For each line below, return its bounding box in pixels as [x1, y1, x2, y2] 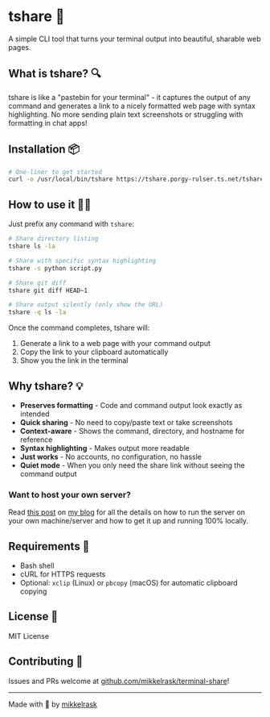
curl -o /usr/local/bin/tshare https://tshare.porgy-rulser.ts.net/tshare [8, 175, 264, 184]
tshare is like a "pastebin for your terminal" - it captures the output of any [8, 92, 251, 102]
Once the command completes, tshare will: [8, 323, 150, 333]
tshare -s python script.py [8, 264, 103, 273]
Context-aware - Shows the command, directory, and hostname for [19, 426, 245, 436]
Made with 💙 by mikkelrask [8, 699, 98, 709]
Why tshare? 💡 [8, 379, 84, 393]
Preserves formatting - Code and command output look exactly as [19, 400, 243, 410]
